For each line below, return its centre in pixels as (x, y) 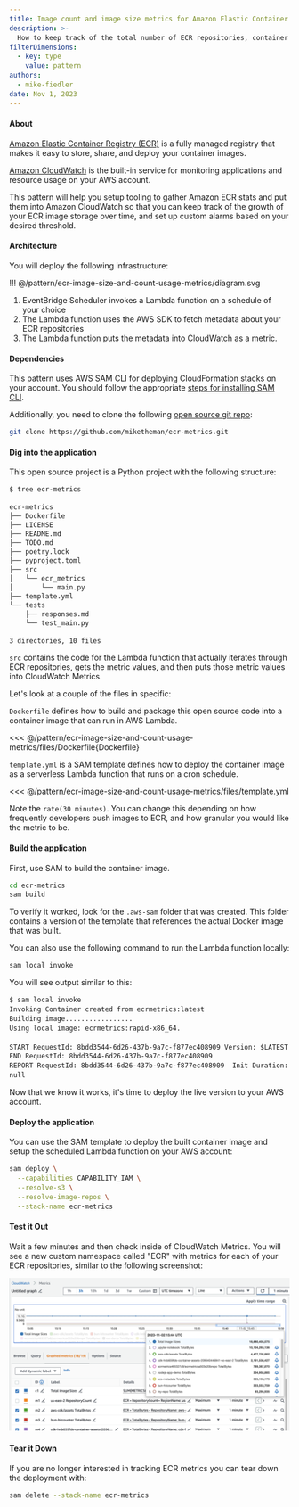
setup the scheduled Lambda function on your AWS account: (121, 1151)
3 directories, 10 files (55, 641)
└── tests (28, 605)
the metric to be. (40, 828)
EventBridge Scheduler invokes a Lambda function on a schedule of (146, 301)
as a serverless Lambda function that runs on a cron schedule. (124, 774)
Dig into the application (53, 452)
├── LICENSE (31, 525)
